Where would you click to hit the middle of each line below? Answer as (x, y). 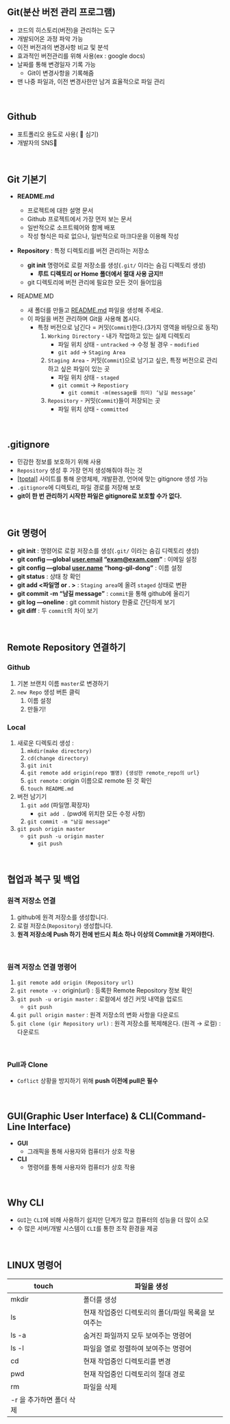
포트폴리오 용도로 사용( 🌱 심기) (58, 134)
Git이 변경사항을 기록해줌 (61, 73)
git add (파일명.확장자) (59, 805)
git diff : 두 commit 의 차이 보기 (57, 611)
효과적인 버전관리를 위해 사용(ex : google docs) (81, 55)
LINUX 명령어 (35, 1265)
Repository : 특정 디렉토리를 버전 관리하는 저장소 (83, 251)
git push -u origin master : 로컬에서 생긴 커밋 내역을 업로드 (100, 999)
